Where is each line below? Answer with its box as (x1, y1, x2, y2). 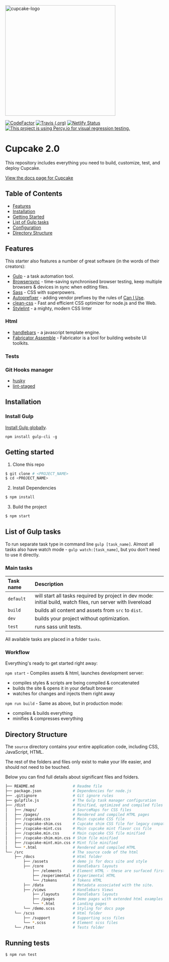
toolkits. (12, 340, 29, 346)
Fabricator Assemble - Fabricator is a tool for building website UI (12, 335, 147, 341)
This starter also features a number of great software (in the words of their (5, 258, 160, 264)
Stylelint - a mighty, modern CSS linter (12, 305, 92, 311)
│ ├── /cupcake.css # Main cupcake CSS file (5, 816, 125, 822)
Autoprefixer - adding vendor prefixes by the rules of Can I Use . (12, 294, 145, 300)
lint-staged (12, 383, 35, 389)
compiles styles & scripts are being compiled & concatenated (12, 680, 139, 686)
